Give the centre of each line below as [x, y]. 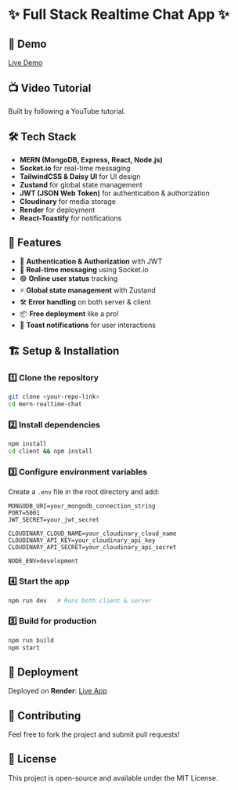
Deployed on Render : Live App [58, 691]
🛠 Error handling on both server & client [85, 302]
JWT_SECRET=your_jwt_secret [54, 520]
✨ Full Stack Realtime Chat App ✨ [119, 15]
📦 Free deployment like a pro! [69, 314]
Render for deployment [57, 209]
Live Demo [25, 63]
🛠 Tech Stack [42, 137]
